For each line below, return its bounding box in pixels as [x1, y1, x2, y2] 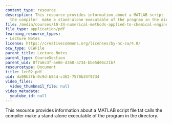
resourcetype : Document [5, 65, 56, 70]
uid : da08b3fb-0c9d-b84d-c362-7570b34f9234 [5, 74, 100, 79]
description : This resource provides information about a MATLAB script [5, 12, 164, 17]
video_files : [5, 79, 33, 84]
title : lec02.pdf [5, 70, 42, 75]
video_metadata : [5, 88, 40, 94]
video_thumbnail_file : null [10, 84, 70, 89]
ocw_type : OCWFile [5, 46, 45, 51]
